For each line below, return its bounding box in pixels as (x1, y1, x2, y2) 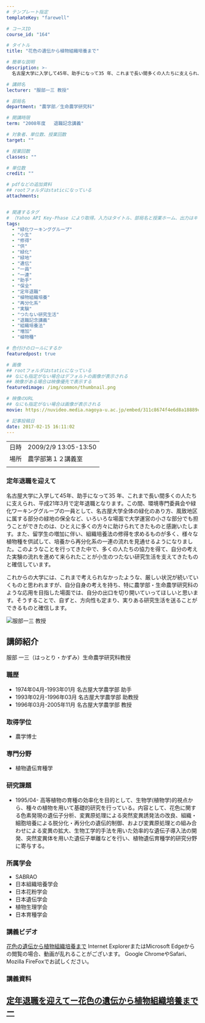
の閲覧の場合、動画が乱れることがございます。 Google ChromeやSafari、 (6, 950, 190, 958)
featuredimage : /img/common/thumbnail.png (6, 385, 116, 391)
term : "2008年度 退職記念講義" (6, 120, 84, 127)
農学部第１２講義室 (27, 455, 84, 463)
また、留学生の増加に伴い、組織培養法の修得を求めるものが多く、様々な (16, 530, 198, 537)
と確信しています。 (6, 560, 54, 568)
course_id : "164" (6, 31, 51, 37)
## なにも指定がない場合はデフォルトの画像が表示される (6, 373, 128, 379)
